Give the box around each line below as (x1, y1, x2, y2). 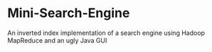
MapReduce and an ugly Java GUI (7, 36, 107, 44)
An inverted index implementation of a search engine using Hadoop (7, 28, 205, 37)
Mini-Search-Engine (7, 5, 130, 21)
